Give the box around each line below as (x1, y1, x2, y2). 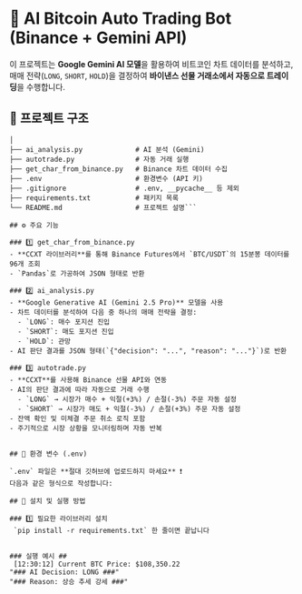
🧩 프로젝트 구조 (9, 111, 89, 126)
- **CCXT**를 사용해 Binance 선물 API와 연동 (9, 375, 168, 385)
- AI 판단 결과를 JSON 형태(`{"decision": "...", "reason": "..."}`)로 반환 (9, 346, 287, 356)
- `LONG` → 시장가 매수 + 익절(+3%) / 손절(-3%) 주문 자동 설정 (17, 395, 238, 404)
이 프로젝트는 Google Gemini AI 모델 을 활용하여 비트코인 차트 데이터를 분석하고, (9, 58, 294, 69)
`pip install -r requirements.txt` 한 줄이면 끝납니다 (13, 526, 210, 535)
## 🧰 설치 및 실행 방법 (9, 496, 86, 506)
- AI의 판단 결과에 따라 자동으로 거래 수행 (9, 385, 150, 394)
